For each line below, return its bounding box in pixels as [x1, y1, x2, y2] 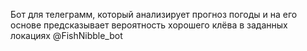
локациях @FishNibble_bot [10, 30, 123, 41]
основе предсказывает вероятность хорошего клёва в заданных [10, 19, 288, 31]
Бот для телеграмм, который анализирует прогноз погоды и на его [10, 9, 298, 20]
